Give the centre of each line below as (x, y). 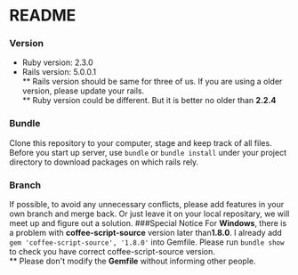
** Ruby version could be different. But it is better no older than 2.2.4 (149, 101)
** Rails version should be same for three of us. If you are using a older (152, 82)
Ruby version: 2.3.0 (57, 62)
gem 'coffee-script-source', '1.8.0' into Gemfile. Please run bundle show (147, 242)
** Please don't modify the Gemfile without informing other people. (133, 261)
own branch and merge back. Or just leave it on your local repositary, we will (149, 214)
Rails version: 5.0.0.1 (59, 72)
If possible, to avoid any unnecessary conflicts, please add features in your (147, 205)
